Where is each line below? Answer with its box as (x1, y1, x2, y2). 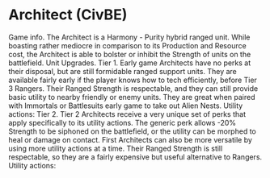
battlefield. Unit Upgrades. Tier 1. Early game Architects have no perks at (8, 58, 251, 68)
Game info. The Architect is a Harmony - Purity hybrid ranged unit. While (8, 32, 251, 42)
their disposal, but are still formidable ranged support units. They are (8, 66, 237, 76)
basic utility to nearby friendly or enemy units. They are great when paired (8, 92, 255, 101)
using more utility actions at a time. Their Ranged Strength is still (8, 143, 223, 153)
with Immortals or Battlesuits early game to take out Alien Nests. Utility (8, 101, 243, 110)
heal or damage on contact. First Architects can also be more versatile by (8, 135, 253, 144)
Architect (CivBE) (8, 6, 128, 24)
